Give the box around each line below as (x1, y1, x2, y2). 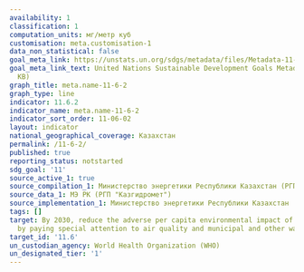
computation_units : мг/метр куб (9, 30, 131, 39)
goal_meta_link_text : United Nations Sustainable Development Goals (9, 64, 273, 73)
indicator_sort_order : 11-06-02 (9, 114, 131, 123)
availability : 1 (9, 13, 71, 23)
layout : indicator (9, 123, 79, 132)
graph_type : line (9, 89, 75, 98)
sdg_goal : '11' (9, 165, 67, 174)
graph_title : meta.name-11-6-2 (9, 81, 128, 90)
